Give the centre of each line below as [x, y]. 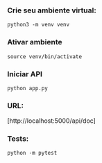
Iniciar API [25, 74]
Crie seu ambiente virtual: [52, 10]
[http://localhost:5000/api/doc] [51, 121]
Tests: [18, 139]
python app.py [28, 88]
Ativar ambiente [35, 42]
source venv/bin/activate [44, 57]
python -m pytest [32, 153]
